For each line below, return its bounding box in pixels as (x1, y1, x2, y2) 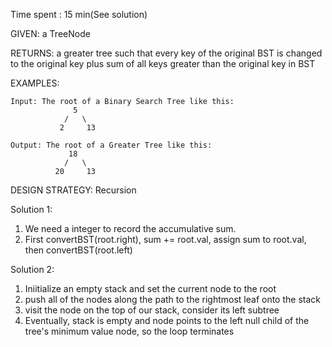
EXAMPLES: (10, 77, 60, 89)
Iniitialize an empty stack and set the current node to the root (24, 283, 277, 294)
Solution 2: (10, 264, 55, 275)
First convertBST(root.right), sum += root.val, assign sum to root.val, (24, 234, 307, 245)
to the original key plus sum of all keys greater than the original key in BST (10, 58, 316, 69)
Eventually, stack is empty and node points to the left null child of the (24, 315, 310, 326)
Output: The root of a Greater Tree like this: (10, 140, 213, 150)
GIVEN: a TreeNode (10, 28, 91, 39)
